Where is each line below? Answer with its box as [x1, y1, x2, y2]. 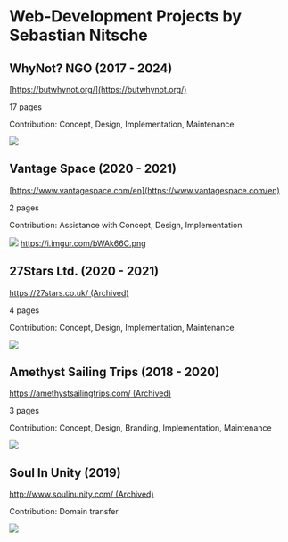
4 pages [9, 305, 40, 316]
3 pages [9, 406, 40, 416]
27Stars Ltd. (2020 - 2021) [9, 264, 159, 279]
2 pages [9, 202, 40, 213]
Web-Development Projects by [9, 6, 243, 27]
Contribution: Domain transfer [9, 506, 119, 517]
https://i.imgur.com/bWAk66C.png [20, 238, 146, 249]
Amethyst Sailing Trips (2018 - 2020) [9, 365, 220, 380]
